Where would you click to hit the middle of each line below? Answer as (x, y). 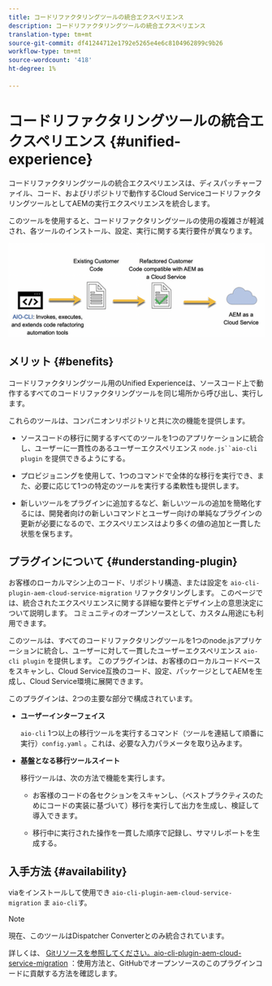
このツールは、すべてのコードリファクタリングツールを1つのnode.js (121, 641)
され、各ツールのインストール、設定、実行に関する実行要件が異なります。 (133, 230)
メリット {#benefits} (61, 362)
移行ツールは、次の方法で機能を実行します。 (95, 778)
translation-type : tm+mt (50, 34)
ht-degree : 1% (32, 69)
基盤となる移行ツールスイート (70, 760)
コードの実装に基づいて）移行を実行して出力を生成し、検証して (153, 805)
